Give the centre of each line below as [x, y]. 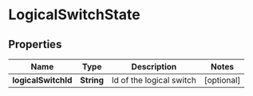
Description [154, 67]
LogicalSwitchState [75, 15]
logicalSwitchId [42, 80]
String [92, 80]
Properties [35, 44]
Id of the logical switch [154, 80]
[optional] [222, 80]
